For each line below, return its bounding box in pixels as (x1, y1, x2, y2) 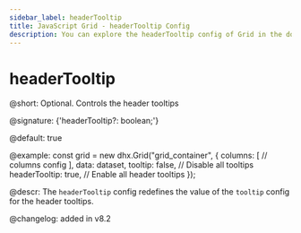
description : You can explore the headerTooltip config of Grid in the (9, 30, 282, 39)
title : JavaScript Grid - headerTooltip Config (9, 22, 191, 30)
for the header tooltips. (9, 196, 94, 207)
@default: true (9, 133, 63, 143)
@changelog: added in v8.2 (9, 213, 112, 224)
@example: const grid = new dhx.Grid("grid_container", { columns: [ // (9, 150, 268, 161)
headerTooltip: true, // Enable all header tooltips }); (9, 169, 196, 180)
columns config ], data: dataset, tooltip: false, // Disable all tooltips (9, 160, 254, 170)
